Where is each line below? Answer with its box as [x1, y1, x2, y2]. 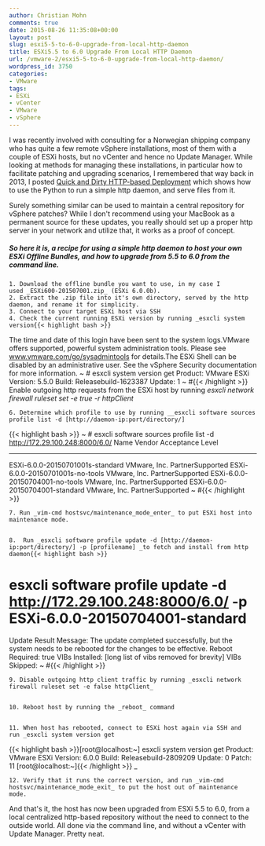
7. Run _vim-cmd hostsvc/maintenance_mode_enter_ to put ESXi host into [9, 508, 252, 517]
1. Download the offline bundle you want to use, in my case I [9, 280, 221, 287]
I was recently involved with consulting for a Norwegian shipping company [9, 135, 251, 145]
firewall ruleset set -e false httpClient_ [9, 683, 154, 690]
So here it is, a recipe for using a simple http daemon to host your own [9, 244, 243, 253]
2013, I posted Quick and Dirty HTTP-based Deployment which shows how [9, 177, 251, 186]
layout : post [9, 33, 52, 42]
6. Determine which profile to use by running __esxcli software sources [9, 408, 256, 416]
